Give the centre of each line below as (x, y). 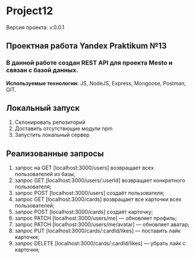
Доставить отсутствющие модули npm (64, 129)
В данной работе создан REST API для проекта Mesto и (90, 63)
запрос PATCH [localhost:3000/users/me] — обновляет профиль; (96, 218)
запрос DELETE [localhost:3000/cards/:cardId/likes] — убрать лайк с (100, 244)
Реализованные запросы (55, 153)
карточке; (27, 237)
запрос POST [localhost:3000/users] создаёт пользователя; (90, 193)
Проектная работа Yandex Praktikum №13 (87, 46)
